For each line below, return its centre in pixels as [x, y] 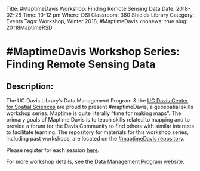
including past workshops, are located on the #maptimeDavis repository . [96, 139]
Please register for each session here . [53, 150]
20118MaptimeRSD [29, 27]
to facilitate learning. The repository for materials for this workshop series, [98, 132]
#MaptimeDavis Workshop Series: [93, 52]
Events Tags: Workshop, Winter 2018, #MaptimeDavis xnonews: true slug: [97, 21]
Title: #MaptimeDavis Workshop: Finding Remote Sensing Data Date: [90, 9]
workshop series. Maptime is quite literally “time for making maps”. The [94, 113]
